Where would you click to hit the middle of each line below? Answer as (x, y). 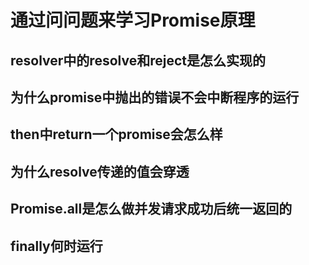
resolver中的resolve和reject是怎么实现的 (138, 60)
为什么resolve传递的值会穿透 (100, 171)
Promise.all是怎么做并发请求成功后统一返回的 (151, 209)
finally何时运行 (56, 246)
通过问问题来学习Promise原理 (133, 20)
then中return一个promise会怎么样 (116, 134)
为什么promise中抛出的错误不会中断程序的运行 (155, 97)
